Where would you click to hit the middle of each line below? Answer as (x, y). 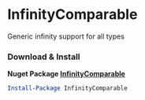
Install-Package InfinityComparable (67, 88)
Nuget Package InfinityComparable (66, 74)
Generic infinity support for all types (66, 36)
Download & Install (44, 57)
